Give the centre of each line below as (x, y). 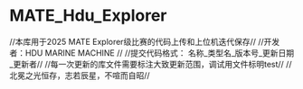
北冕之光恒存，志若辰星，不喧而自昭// (80, 75)
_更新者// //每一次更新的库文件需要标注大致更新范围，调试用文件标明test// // (151, 64)
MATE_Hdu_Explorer (88, 16)
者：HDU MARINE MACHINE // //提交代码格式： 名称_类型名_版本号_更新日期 (152, 53)
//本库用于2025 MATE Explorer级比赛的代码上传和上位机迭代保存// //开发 (145, 41)
